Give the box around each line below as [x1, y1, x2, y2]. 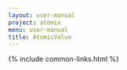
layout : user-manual [8, 11, 76, 19]
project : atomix [8, 19, 61, 26]
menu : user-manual [8, 26, 68, 33]
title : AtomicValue [8, 33, 72, 41]
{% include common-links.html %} [8, 54, 120, 64]
